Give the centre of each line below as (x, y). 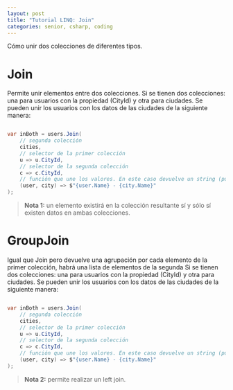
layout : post (26, 14)
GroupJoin (38, 241)
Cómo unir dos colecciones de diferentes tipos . (75, 46)
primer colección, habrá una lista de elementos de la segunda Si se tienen (113, 267)
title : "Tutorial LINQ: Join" (51, 20)
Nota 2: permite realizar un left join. (75, 379)
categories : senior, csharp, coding (60, 26)
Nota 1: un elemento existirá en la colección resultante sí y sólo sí (118, 206)
